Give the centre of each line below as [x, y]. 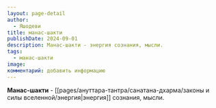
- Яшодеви [27, 26]
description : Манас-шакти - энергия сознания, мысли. [85, 45]
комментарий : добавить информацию [56, 70]
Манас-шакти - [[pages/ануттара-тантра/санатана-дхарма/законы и [108, 90]
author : [18, 20]
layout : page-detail [37, 13]
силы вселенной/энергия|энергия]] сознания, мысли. [86, 97]
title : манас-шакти [35, 32]
